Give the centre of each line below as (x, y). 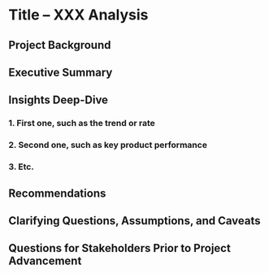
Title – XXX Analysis (78, 15)
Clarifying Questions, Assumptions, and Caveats (134, 221)
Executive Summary (61, 72)
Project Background (60, 45)
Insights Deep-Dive (58, 100)
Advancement (45, 261)
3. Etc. (21, 167)
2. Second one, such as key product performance (108, 145)
